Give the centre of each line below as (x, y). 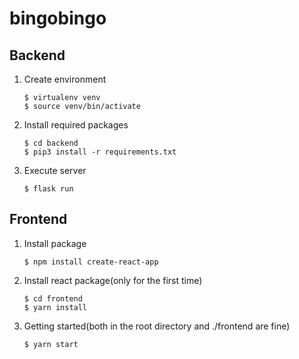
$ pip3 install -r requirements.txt (100, 152)
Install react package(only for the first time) (113, 280)
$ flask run (48, 189)
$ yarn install (55, 307)
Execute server (55, 170)
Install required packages (76, 125)
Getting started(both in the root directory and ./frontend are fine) (157, 326)
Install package (55, 243)
